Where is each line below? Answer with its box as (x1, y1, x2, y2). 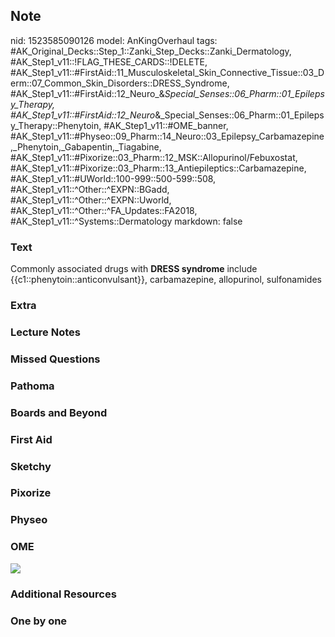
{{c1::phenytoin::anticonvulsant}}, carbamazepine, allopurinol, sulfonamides (10, 274, 322, 286)
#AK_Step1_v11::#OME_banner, (103, 119, 229, 131)
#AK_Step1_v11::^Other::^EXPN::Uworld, (10, 194, 172, 206)
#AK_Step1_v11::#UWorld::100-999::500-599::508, (10, 172, 217, 184)
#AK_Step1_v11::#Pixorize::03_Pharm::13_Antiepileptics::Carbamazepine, (10, 162, 307, 174)
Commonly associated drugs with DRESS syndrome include (10, 263, 258, 275)
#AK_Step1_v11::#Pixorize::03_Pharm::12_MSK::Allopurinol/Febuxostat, (10, 151, 298, 163)
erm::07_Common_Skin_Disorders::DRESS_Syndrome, (10, 77, 230, 89)
